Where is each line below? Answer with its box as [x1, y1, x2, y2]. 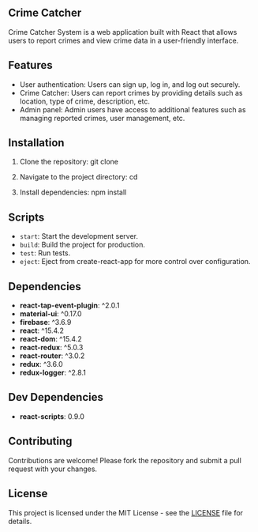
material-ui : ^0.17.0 [19, 309, 82, 319]
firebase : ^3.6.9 [19, 318, 72, 327]
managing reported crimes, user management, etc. [19, 113, 185, 123]
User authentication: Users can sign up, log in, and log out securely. [19, 79, 241, 89]
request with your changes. [8, 464, 97, 474]
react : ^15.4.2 [19, 326, 65, 335]
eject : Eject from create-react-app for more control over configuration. [19, 257, 251, 266]
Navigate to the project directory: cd [19, 172, 138, 182]
